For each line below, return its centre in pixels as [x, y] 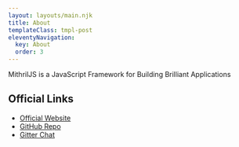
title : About [29, 23]
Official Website [45, 118]
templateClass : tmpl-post [50, 30]
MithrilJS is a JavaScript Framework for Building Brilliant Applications [119, 74]
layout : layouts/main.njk [50, 15]
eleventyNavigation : [42, 37]
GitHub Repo [40, 126]
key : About [33, 45]
